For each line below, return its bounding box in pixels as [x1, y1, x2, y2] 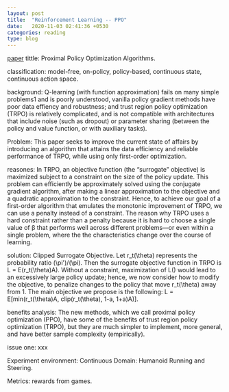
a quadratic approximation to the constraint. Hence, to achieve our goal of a [7, 194, 221, 202]
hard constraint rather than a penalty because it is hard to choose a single [7, 216, 216, 224]
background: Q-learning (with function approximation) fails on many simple [7, 88, 219, 96]
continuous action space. [7, 75, 79, 83]
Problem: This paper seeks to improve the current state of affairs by [7, 138, 199, 146]
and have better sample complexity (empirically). [7, 330, 145, 339]
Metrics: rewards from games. [7, 377, 93, 385]
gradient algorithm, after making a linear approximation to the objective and [7, 187, 220, 196]
